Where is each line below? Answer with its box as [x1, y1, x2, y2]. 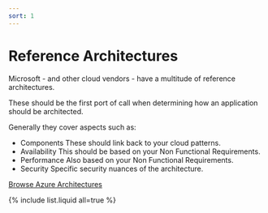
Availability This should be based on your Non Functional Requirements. [19, 147, 262, 156]
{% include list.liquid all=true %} [8, 195, 116, 205]
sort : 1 [8, 11, 35, 20]
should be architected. [8, 106, 84, 116]
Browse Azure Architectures [8, 179, 103, 189]
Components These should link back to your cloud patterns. [19, 138, 221, 147]
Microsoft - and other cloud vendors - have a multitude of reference [8, 74, 236, 83]
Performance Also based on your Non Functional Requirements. [19, 155, 234, 164]
